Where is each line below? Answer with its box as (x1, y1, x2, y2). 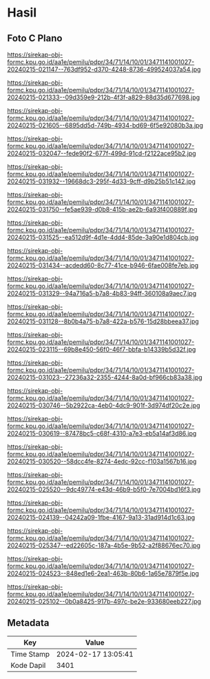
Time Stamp (10, 649, 50, 659)
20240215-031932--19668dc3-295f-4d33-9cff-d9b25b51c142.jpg (7, 177, 196, 185)
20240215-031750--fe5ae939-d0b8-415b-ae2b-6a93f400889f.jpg (7, 205, 198, 213)
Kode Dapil (10, 660, 46, 670)
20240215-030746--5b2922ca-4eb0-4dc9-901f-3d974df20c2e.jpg (7, 401, 201, 409)
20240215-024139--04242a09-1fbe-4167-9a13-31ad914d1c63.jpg (7, 514, 196, 521)
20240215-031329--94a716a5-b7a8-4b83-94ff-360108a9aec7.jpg (7, 290, 197, 297)
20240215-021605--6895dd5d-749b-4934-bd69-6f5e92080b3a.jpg (7, 121, 203, 129)
